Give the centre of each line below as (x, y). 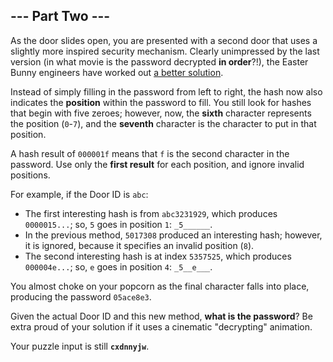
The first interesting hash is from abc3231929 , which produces (151, 213)
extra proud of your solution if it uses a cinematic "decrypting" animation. (161, 326)
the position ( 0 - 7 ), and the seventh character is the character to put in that (163, 123)
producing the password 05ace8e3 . (81, 296)
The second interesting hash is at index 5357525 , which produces (158, 256)
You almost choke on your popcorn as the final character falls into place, (160, 286)
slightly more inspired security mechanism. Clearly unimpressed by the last (165, 51)
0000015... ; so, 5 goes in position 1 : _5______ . (118, 224)
